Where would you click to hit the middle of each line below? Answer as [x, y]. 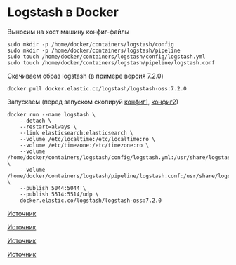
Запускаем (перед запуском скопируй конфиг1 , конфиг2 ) [93, 102]
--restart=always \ [48, 127]
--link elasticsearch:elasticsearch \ [77, 133]
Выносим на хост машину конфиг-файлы [68, 32]
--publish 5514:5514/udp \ [59, 194]
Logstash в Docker [63, 12]
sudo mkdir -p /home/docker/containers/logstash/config [91, 44]
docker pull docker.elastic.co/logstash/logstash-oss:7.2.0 [97, 88]
